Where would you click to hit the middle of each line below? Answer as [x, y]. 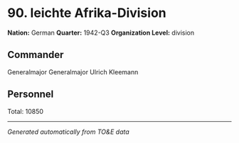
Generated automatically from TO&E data [68, 132]
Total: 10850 [26, 111]
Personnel [31, 95]
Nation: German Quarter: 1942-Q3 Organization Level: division [101, 33]
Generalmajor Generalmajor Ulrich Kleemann [73, 71]
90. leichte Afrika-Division [87, 13]
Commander [36, 55]
